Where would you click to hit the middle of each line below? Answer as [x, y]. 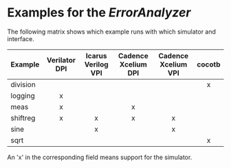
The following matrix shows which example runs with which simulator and [112, 32]
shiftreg [23, 118]
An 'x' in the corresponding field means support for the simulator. [100, 157]
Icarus [96, 56]
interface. [21, 38]
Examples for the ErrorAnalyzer [99, 13]
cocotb [209, 64]
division [23, 84]
